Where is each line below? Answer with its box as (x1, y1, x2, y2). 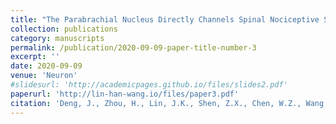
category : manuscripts (10, 33, 105, 43)
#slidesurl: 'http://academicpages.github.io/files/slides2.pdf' (10, 80, 288, 90)
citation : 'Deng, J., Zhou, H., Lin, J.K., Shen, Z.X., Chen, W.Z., (10, 98, 302, 108)
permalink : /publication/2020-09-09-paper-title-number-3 (10, 42, 257, 53)
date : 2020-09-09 (10, 61, 83, 71)
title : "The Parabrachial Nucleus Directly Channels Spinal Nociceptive (10, 14, 320, 25)
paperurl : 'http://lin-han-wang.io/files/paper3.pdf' (10, 89, 240, 99)
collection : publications (10, 24, 118, 34)
